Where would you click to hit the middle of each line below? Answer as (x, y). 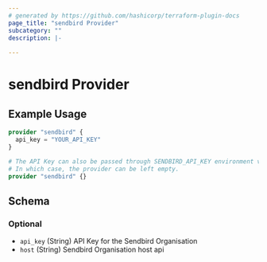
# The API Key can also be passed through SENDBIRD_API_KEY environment (131, 161)
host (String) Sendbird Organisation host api (92, 250)
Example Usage (48, 113)
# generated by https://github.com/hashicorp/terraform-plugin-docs (124, 16)
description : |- (35, 38)
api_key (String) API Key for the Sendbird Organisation (108, 241)
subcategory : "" (35, 30)
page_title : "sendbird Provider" (64, 23)
